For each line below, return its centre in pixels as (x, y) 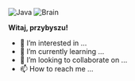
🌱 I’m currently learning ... (62, 51)
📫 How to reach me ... (56, 69)
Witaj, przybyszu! (39, 27)
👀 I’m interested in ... (53, 43)
